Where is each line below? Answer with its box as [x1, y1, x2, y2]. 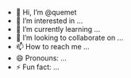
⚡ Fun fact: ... [15, 62, 60, 72]
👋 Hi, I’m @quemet [15, 8, 77, 17]
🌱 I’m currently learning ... [15, 25, 101, 33]
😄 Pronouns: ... [15, 53, 67, 63]
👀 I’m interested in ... [15, 16, 83, 25]
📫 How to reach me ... [15, 42, 90, 51]
